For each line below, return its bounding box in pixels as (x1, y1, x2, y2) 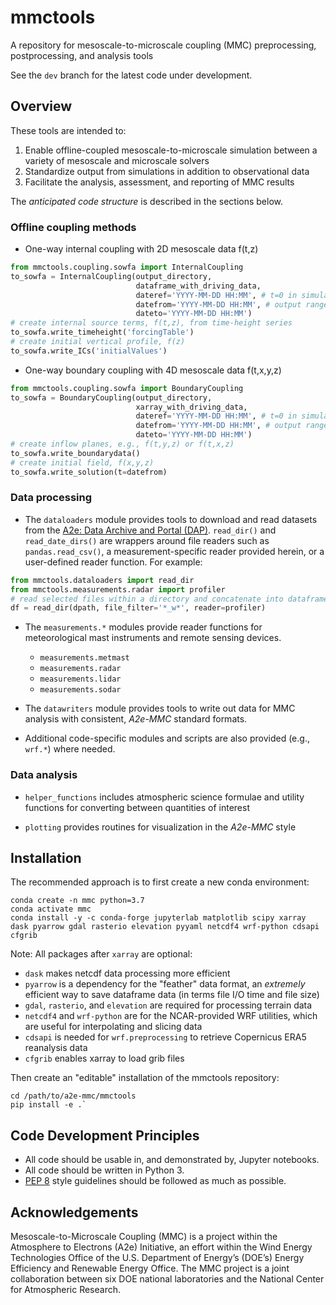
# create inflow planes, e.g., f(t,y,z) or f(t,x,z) (10, 439, 235, 450)
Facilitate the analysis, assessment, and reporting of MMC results (24, 176, 295, 188)
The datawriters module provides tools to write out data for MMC (24, 702, 296, 715)
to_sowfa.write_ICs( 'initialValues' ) (10, 346, 168, 356)
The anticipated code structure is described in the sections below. (10, 195, 284, 207)
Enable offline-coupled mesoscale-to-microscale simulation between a (24, 144, 318, 156)
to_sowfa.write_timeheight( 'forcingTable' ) (10, 327, 195, 338)
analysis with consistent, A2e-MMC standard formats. (24, 713, 248, 725)
